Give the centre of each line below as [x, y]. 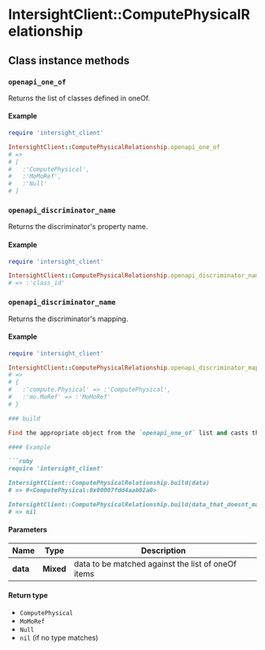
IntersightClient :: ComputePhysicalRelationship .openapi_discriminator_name [135, 276]
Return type [28, 595]
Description [163, 550]
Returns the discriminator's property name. [78, 227]
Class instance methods [69, 60]
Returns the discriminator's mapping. [68, 318]
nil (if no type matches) [59, 638]
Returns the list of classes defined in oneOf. [79, 98]
